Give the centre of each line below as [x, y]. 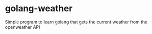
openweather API [23, 27]
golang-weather [39, 8]
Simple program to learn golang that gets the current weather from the [76, 22]
